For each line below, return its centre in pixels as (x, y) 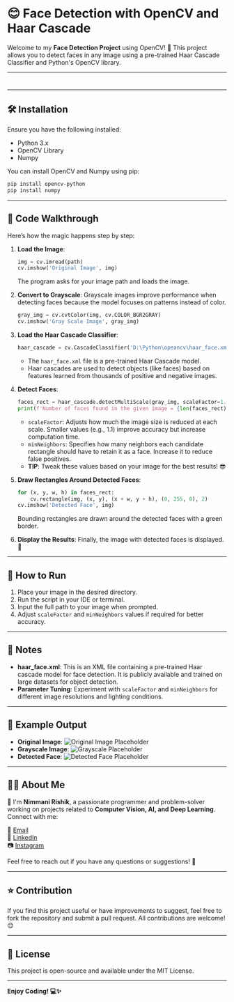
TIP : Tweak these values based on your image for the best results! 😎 (127, 466)
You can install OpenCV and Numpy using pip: (73, 171)
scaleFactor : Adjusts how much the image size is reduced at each (122, 422)
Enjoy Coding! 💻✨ (34, 992)
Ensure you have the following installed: (64, 129)
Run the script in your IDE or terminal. (71, 600)
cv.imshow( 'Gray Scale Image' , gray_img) (78, 322)
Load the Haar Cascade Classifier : (68, 335)
